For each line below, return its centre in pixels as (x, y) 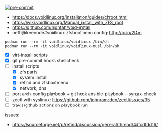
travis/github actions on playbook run (50, 105)
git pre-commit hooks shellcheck (46, 61)
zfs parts (28, 72)
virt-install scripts (30, 55)
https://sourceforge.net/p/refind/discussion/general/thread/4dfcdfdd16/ (85, 124)
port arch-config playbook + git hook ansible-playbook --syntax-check (84, 94)
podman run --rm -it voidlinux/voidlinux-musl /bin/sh (62, 46)
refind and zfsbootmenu (44, 83)
